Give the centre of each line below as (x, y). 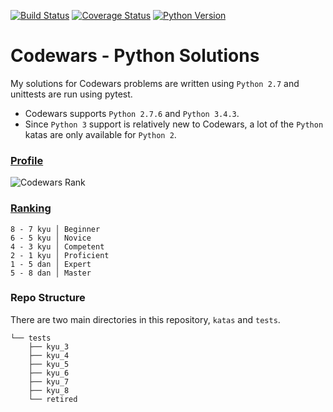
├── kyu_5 (49, 364)
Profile (27, 160)
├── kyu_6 (49, 373)
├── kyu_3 (49, 346)
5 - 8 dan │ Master (51, 273)
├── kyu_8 (49, 390)
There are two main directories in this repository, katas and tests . (145, 319)
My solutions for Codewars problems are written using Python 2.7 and (155, 83)
